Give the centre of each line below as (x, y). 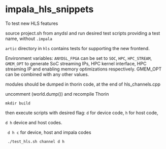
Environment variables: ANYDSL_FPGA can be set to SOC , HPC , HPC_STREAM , (79, 58)
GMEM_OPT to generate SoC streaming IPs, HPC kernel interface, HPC (76, 63)
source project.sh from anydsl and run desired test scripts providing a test (83, 33)
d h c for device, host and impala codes (49, 132)
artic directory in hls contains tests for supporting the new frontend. (77, 48)
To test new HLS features (32, 23)
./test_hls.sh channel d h (36, 141)
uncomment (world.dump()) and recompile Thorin (57, 94)
